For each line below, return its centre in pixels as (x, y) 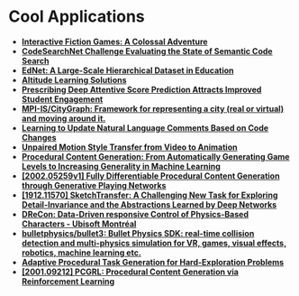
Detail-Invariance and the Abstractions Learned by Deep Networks (149, 204)
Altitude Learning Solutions (74, 79)
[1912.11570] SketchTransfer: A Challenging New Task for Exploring (149, 195)
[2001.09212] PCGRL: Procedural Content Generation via (130, 272)
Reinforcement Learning (68, 281)
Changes (39, 137)
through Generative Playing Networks (94, 185)
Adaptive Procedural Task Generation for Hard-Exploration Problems (153, 262)
